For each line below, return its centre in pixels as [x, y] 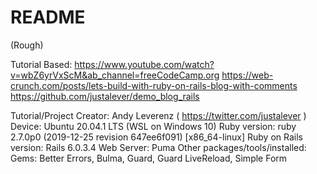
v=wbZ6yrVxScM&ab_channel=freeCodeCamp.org [115, 75]
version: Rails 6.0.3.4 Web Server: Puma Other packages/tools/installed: [158, 147]
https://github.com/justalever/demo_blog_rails [105, 96]
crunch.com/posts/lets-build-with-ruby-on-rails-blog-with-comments [154, 85]
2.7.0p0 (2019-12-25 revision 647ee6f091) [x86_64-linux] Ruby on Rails [156, 137]
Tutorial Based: [41, 64]
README [48, 17]
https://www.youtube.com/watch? [144, 64]
